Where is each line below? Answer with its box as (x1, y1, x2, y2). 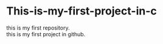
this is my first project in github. (6, 30, 86, 37)
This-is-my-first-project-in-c (6, 4, 157, 18)
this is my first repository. (6, 24, 70, 31)
